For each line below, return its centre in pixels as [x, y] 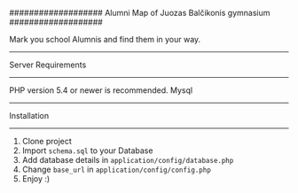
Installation [29, 116]
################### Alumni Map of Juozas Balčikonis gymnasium [140, 13]
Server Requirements [48, 65]
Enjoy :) [36, 179]
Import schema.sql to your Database [87, 151]
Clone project [47, 141]
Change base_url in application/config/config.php [116, 169]
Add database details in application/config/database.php [128, 160]
